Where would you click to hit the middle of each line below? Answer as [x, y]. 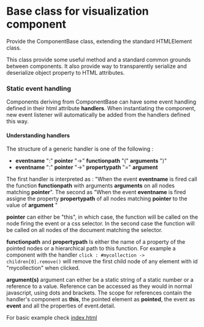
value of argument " [32, 205]
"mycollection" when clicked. [43, 268]
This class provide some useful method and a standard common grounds [99, 59]
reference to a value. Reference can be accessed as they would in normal [99, 287]
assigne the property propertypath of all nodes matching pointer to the [97, 199]
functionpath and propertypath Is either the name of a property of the [96, 242]
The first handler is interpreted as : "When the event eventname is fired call [102, 179]
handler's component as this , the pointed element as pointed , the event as [101, 299]
